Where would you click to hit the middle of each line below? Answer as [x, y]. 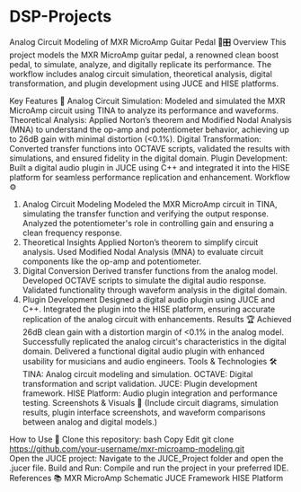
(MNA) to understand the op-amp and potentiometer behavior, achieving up [150, 129]
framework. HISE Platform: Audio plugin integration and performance [150, 393]
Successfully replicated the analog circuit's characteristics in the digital [154, 341]
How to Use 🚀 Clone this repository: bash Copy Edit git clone [122, 439]
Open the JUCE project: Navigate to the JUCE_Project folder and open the [146, 458]
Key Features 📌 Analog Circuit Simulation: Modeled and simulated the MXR [147, 101]
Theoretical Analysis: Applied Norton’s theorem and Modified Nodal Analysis [150, 119]
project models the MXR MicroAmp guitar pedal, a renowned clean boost [144, 55]
